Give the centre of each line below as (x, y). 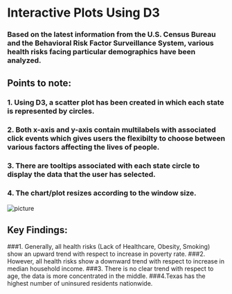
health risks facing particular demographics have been (101, 52)
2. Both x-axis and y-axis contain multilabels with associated (111, 130)
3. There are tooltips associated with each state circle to (104, 166)
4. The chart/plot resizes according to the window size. (102, 193)
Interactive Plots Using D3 (84, 13)
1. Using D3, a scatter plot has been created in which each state (116, 103)
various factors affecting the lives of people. (83, 147)
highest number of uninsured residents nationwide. (80, 284)
